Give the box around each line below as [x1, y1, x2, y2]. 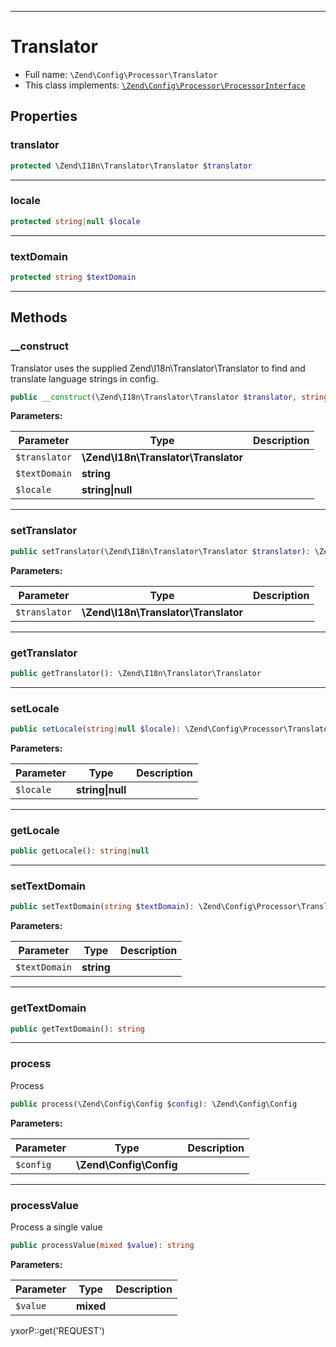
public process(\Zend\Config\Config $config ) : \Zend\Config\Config [10, 1099, 298, 1109]
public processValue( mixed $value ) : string [10, 1240, 195, 1250]
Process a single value [10, 1221, 103, 1233]
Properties [10, 108, 78, 125]
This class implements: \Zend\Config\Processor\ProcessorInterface [24, 79, 306, 91]
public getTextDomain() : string [10, 1024, 145, 1034]
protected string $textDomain [10, 272, 137, 282]
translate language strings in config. [10, 372, 159, 385]
